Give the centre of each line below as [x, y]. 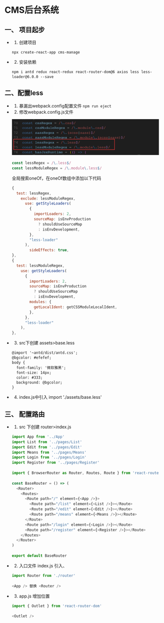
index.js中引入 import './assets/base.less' [60, 397]
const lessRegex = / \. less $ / [41, 163]
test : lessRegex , [34, 193]
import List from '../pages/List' [47, 442]
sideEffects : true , [49, 250]
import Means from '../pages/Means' [49, 452]
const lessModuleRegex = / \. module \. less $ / [57, 168]
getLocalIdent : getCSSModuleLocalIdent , [75, 307]
